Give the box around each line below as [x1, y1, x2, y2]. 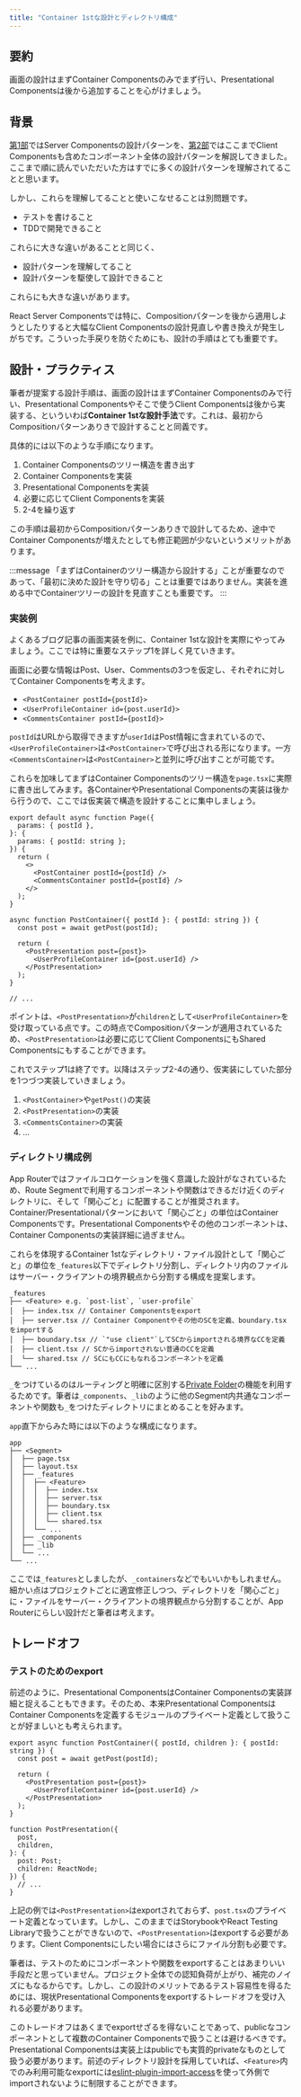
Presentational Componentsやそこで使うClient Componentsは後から [24, 399, 279, 410]
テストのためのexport [9, 1665, 103, 1677]
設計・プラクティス [9, 361, 115, 378]
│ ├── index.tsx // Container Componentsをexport [9, 1306, 202, 1315]
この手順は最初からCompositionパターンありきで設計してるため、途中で [9, 523, 277, 535]
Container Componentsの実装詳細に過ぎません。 [9, 1229, 190, 1240]
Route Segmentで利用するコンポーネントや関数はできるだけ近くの [24, 1184, 271, 1195]
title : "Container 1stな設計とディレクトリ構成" [9, 13, 178, 22]
